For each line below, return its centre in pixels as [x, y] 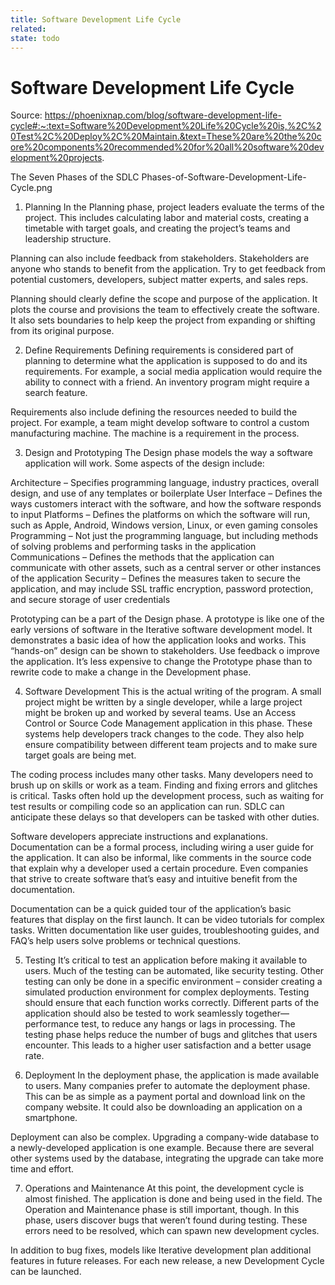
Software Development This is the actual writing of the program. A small [173, 692]
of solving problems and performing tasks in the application [133, 547]
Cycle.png [31, 188]
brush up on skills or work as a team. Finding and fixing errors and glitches [164, 785]
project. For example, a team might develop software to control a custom [160, 423]
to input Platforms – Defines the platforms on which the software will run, [160, 515]
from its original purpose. [62, 331]
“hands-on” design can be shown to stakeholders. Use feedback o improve [165, 651]
